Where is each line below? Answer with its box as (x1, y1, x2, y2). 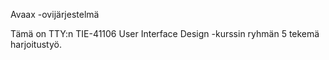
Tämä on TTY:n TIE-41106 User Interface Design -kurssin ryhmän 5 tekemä (10, 28, 320, 39)
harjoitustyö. (10, 39, 62, 50)
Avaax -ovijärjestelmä (10, 9, 100, 20)
